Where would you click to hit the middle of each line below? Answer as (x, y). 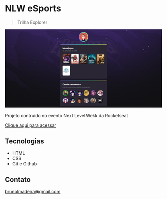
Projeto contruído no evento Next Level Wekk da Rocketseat (67, 116)
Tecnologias (25, 141)
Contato (18, 179)
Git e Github (25, 164)
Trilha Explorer (32, 22)
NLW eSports (33, 9)
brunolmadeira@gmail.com (33, 192)
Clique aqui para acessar (31, 125)
